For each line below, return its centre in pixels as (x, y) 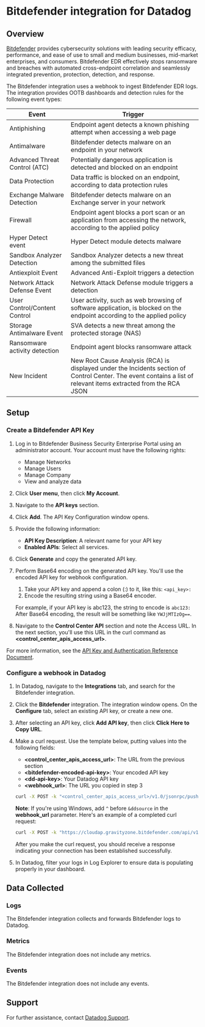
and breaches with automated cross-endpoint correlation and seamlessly (98, 68)
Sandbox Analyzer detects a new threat (127, 255)
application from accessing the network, (128, 220)
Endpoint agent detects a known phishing (130, 125)
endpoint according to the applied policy (128, 316)
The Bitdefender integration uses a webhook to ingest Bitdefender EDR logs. (102, 86)
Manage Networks (48, 462)
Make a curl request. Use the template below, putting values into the (101, 741)
